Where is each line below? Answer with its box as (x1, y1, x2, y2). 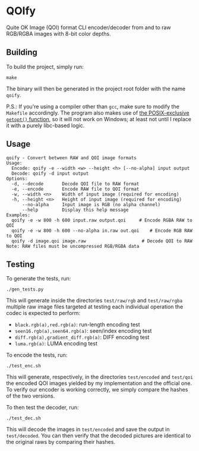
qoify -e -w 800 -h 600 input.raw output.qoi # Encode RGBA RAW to (11, 217, 193, 223)
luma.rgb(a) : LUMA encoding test (14, 340, 98, 347)
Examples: (6, 212, 31, 218)
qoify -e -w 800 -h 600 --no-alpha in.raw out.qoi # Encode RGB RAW (11, 228, 193, 234)
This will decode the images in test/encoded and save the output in (6, 426, 170, 433)
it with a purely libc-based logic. (6, 122, 85, 129)
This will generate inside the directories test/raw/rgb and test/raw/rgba (6, 297, 183, 304)
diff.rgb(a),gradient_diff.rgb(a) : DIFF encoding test (14, 334, 150, 341)
